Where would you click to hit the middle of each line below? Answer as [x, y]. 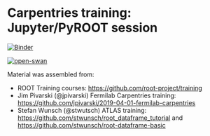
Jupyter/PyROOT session [83, 28]
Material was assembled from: [51, 74]
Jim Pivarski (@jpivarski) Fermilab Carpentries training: [97, 95]
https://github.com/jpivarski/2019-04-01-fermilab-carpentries [106, 102]
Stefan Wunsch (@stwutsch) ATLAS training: [82, 110]
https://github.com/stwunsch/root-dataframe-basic [91, 125]
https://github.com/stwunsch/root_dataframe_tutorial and [100, 118]
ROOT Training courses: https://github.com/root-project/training [110, 88]
